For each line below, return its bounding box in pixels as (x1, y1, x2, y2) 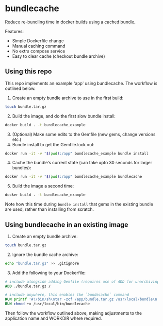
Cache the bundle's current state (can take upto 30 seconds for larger (12, 160, 152, 166)
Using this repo (5, 68, 52, 76)
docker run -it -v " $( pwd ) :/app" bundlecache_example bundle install (5, 151, 149, 156)
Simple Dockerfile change (12, 37, 64, 44)
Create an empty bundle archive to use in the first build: (12, 95, 124, 101)
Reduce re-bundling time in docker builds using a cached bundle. (5, 19, 136, 25)
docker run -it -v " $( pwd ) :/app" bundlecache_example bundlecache (5, 174, 142, 179)
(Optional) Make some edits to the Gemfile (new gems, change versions (12, 131, 156, 137)
